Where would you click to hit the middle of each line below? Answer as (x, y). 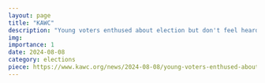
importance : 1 (32, 45)
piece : (19, 67)
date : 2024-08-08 (37, 52)
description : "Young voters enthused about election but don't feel (123, 30)
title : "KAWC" (32, 23)
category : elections (42, 60)
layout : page (30, 15)
